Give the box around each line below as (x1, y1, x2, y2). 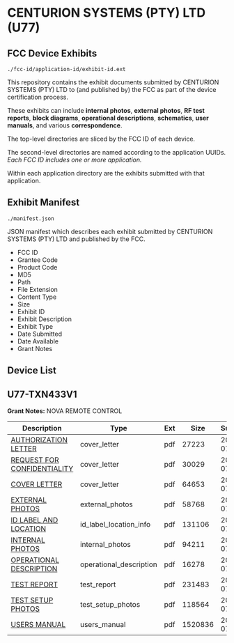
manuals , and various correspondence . (7, 121, 123, 130)
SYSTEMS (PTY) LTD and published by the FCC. (7, 235, 146, 243)
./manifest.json (7, 215, 54, 222)
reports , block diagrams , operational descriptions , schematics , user (7, 114, 209, 122)
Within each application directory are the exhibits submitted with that (7, 169, 205, 177)
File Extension (17, 285, 58, 293)
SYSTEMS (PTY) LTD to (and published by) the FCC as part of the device (7, 86, 217, 93)
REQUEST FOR (10, 455, 59, 465)
